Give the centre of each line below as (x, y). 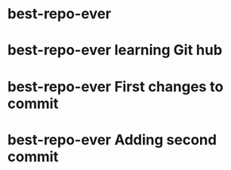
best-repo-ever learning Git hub (115, 50)
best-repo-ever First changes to (115, 86)
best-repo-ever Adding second (112, 139)
